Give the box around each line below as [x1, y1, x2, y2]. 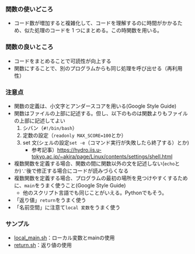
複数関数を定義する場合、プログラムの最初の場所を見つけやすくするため [13, 174, 188, 181]
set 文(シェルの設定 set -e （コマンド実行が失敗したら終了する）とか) [22, 139, 189, 146]
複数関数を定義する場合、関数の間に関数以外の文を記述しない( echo [13, 160, 175, 167]
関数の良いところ [5, 43, 54, 51]
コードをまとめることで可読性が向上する [13, 57, 112, 64]
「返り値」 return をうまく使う [13, 196, 86, 203]
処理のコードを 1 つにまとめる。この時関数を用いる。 [34, 27, 163, 34]
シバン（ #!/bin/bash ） [22, 124, 78, 131]
